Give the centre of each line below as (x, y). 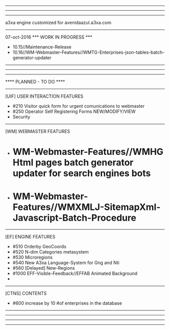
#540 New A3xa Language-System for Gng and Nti (66, 263)
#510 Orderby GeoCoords (39, 246)
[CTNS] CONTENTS (26, 294)
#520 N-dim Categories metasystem (51, 252)
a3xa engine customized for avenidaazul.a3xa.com (58, 23)
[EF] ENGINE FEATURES (30, 237)
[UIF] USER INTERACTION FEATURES (44, 96)
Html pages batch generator (73, 163)
